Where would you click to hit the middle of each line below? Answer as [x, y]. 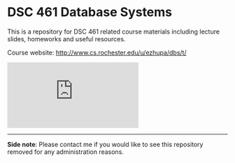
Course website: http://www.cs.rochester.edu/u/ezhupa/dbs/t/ [97, 52]
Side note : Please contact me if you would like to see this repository [105, 144]
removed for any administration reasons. [66, 152]
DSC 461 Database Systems [90, 12]
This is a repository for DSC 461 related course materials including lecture [114, 31]
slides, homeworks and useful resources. [66, 38]
